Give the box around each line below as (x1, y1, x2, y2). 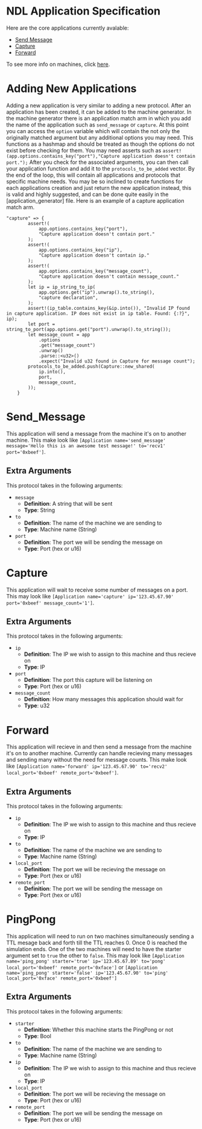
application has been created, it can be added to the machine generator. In (6, 108, 192, 116)
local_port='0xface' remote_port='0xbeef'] (6, 975, 118, 981)
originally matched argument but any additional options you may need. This (6, 134, 194, 141)
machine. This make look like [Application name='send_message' (6, 436, 166, 443)
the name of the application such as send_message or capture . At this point (6, 121, 189, 128)
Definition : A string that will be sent (24, 500, 113, 507)
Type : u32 (24, 702, 50, 709)
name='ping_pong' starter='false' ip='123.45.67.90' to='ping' (6, 970, 169, 977)
